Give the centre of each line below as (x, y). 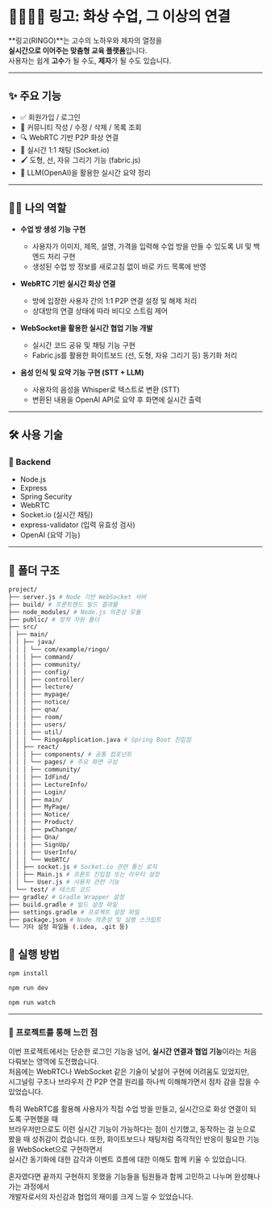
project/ (23, 590)
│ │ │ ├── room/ (35, 717)
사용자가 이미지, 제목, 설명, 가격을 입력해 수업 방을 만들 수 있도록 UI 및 (142, 246)
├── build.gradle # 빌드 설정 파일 (63, 905)
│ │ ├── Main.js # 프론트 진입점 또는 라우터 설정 (84, 875)
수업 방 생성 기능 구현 (53, 229)
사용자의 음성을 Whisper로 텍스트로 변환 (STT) (106, 389)
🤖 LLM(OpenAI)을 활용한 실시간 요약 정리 (85, 172)
